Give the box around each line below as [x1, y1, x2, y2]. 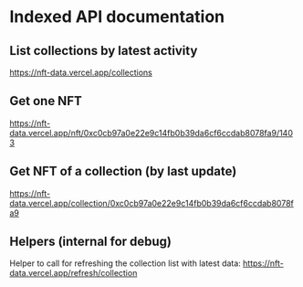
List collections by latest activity [9, 43, 198, 58]
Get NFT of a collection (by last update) [9, 164, 237, 179]
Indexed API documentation [9, 6, 225, 27]
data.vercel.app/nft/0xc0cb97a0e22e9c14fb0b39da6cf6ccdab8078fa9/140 [9, 127, 294, 138]
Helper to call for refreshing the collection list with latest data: [9, 258, 242, 269]
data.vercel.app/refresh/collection [9, 268, 138, 279]
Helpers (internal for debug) [9, 234, 172, 250]
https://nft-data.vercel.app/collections [9, 67, 153, 78]
